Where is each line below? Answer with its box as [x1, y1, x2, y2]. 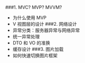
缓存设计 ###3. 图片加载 [12, 46, 64, 52]
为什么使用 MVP [12, 15, 47, 21]
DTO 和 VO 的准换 [12, 40, 50, 46]
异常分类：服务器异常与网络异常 [12, 27, 80, 33]
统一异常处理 [12, 34, 40, 39]
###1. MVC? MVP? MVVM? [5, 5, 62, 10]
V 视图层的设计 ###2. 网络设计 [12, 21, 77, 27]
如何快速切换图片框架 [12, 52, 58, 58]
